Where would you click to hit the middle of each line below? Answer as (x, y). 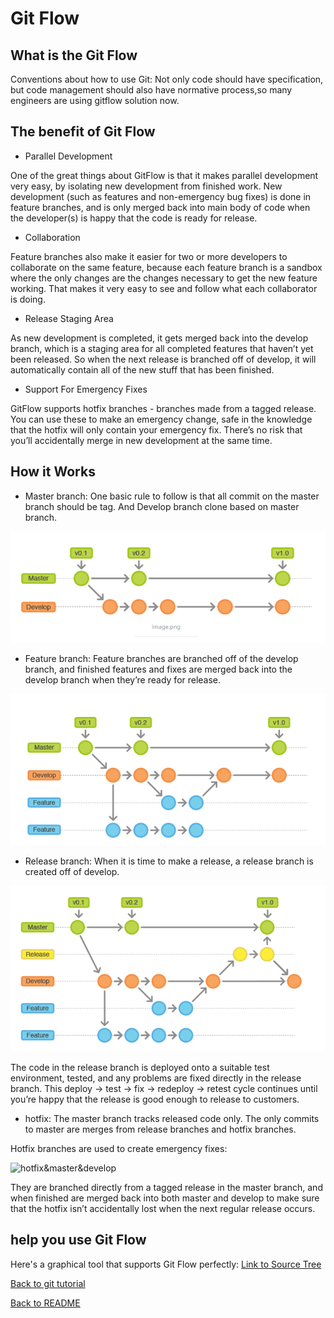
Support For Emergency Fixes (86, 389)
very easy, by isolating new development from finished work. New (146, 186)
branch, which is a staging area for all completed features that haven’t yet (162, 348)
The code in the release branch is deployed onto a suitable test (140, 1067)
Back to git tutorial (48, 1283)
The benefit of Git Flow (83, 132)
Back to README (45, 1303)
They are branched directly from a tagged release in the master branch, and (166, 1187)
